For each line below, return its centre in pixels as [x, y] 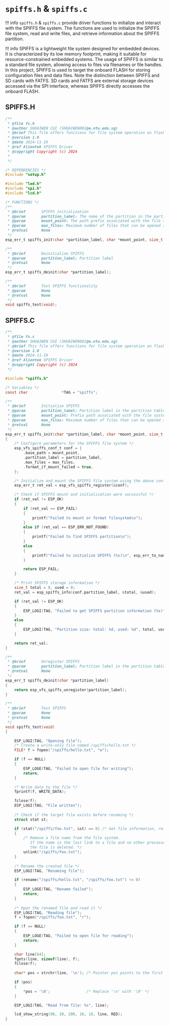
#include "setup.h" [26, 175]
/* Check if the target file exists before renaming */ [74, 815]
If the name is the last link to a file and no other [87, 843]
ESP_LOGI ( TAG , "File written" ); [48, 806]
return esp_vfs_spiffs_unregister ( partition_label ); [71, 690]
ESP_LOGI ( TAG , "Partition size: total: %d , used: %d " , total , [90, 630]
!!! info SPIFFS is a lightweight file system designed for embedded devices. [83, 48]
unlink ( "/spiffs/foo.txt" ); [53, 852]
